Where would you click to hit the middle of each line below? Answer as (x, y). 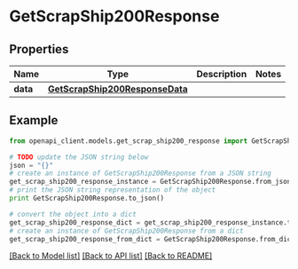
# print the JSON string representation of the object (113, 190)
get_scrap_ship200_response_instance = (83, 182)
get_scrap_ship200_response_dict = (75, 222)
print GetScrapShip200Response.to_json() (87, 198)
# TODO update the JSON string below (79, 157)
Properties (39, 49)
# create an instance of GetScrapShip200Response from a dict (126, 231)
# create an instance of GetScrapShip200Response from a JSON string (141, 174)
